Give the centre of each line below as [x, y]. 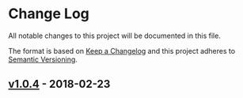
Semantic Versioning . [43, 59]
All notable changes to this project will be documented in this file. [115, 36]
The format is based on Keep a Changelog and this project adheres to [122, 51]
